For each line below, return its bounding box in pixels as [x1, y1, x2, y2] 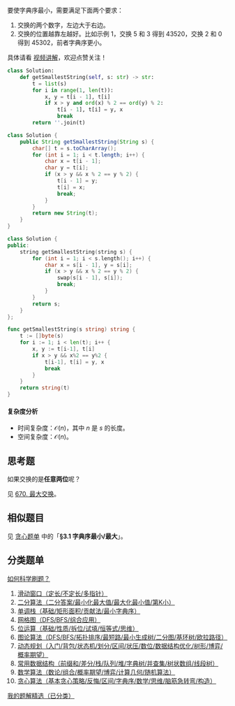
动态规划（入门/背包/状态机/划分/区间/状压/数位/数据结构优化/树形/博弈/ [17, 642, 223, 650]
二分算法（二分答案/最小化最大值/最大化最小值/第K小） [17, 598, 176, 606]
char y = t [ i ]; [44, 164, 89, 171]
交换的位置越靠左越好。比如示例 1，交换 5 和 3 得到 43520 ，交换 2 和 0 [17, 30, 222, 38]
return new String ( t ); [32, 210, 98, 217]
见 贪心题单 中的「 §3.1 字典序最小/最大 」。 [7, 532, 127, 540]
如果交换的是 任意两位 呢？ [7, 475, 81, 484]
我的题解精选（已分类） [7, 691, 75, 700]
